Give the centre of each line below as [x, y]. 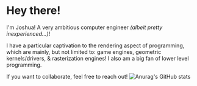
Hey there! [34, 11]
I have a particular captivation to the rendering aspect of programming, [95, 45]
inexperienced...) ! [28, 33]
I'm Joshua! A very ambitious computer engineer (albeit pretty [84, 27]
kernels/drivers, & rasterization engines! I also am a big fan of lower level [98, 58]
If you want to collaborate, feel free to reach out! [67, 76]
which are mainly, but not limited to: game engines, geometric [84, 51]
